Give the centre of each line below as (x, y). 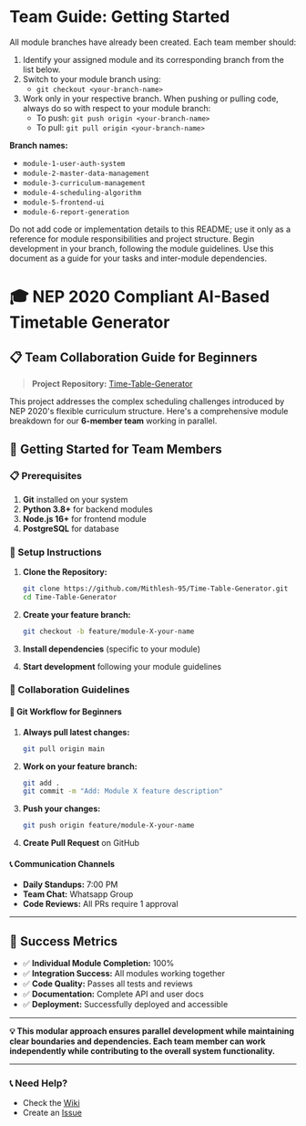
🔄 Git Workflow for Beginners (66, 712)
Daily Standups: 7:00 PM (70, 885)
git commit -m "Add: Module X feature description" (122, 791)
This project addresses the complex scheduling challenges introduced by (147, 401)
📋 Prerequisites (46, 476)
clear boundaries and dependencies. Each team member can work (138, 1041)
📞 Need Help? (39, 1083)
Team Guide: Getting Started (120, 17)
